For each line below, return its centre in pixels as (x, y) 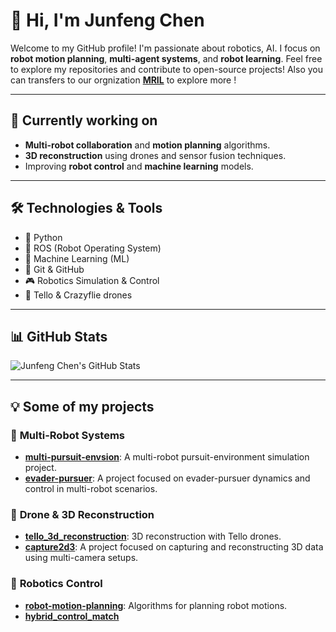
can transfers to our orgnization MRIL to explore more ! (123, 80)
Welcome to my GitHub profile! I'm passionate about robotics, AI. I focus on (165, 48)
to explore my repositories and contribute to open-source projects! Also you (166, 69)
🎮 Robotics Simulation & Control (92, 280)
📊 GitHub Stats (59, 336)
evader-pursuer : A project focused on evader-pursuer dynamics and (167, 478)
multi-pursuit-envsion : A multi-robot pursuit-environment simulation (167, 457)
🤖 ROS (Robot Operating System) (93, 248)
